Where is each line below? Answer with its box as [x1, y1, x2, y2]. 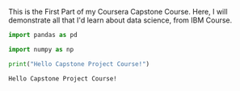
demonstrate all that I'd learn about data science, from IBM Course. [8, 15, 233, 25]
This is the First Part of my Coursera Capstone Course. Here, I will [8, 7, 228, 16]
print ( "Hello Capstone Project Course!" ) [8, 60, 150, 68]
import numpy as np [8, 45, 74, 53]
